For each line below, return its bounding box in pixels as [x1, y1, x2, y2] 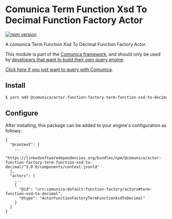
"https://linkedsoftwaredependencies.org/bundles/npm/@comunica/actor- [5, 156, 161, 161]
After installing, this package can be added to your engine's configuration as [5, 123, 167, 129]
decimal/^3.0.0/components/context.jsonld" [5, 164, 100, 169]
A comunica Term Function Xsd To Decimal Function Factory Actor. [5, 41, 147, 47]
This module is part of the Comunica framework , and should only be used [5, 51, 161, 57]
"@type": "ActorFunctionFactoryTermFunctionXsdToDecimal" [18, 196, 145, 201]
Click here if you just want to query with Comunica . [5, 66, 114, 72]
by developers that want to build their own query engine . [5, 56, 125, 62]
